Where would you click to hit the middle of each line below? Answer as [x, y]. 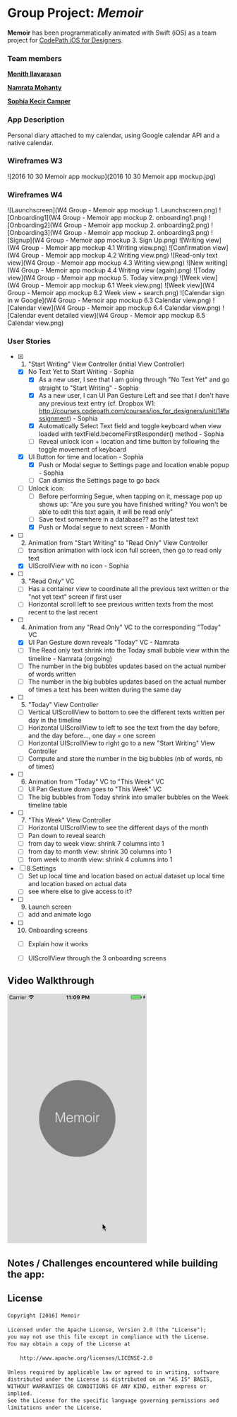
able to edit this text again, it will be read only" [106, 512]
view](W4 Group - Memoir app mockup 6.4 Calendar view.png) [129, 308]
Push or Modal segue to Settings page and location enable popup [134, 464]
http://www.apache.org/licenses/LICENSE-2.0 [86, 1358]
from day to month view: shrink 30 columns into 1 [99, 851]
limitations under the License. [55, 1407]
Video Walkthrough [51, 981]
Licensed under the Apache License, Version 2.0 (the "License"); [107, 1330]
